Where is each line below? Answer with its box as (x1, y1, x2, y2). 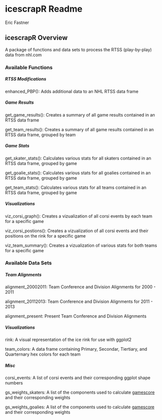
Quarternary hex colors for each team (5, 351, 81, 357)
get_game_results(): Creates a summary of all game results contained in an (5, 112, 155, 118)
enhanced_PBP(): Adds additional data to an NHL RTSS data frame (5, 88, 139, 94)
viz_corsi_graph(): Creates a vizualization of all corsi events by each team (5, 213, 152, 219)
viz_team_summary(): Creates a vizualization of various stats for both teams (5, 242, 157, 248)
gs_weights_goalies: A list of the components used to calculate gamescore (5, 404, 155, 410)
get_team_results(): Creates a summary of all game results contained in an (5, 126, 154, 132)
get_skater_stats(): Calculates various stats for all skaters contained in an (5, 155, 152, 161)
